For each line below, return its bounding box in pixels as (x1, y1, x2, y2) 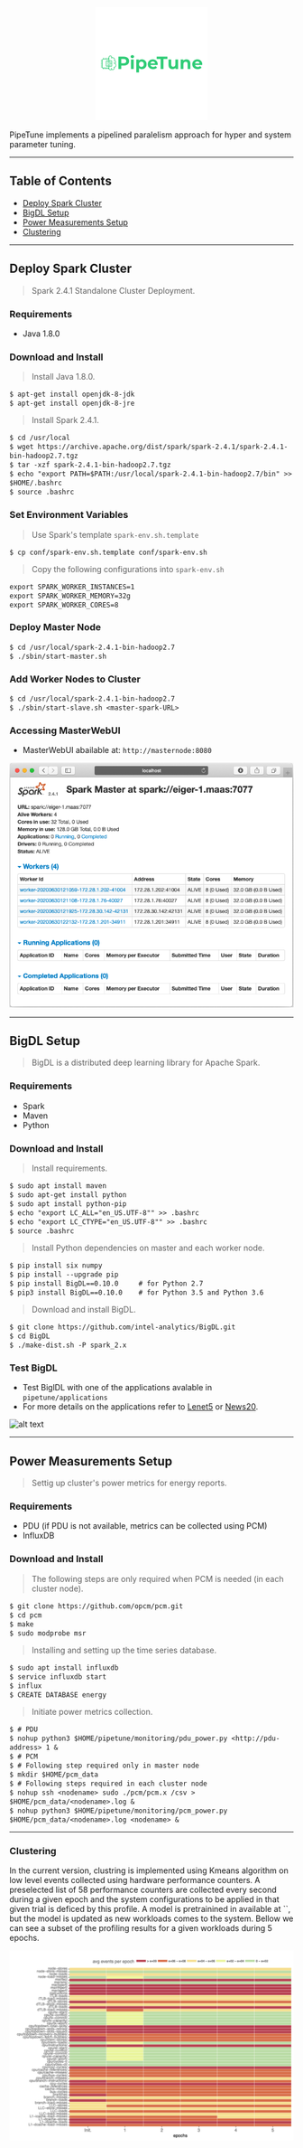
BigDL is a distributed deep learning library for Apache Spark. (31, 1057, 261, 1069)
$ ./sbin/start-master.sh (9, 652, 106, 661)
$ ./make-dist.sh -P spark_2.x (9, 1341, 127, 1350)
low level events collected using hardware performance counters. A (9, 1874, 261, 1885)
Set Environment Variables (9, 509, 129, 522)
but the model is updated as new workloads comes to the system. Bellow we (9, 1913, 294, 1924)
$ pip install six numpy (9, 1260, 103, 1270)
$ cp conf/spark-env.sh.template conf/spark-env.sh (9, 548, 207, 557)
